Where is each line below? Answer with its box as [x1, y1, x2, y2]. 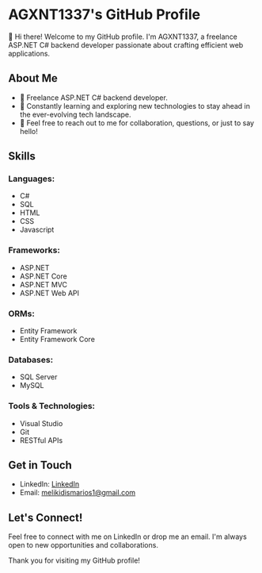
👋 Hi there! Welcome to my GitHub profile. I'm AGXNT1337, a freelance [8, 32, 237, 41]
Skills [8, 149, 36, 163]
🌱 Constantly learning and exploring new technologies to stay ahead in [19, 101, 251, 110]
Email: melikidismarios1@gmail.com [19, 488, 136, 498]
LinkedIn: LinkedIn [19, 479, 80, 489]
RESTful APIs [19, 435, 63, 445]
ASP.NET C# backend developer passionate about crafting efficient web [8, 40, 244, 49]
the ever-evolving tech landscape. [19, 110, 132, 119]
